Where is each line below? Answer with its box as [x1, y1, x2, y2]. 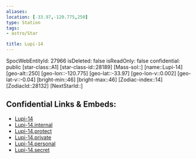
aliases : [6, 8, 28, 15]
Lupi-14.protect [14, 127, 52, 134]
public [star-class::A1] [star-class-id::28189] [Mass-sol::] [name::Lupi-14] [6, 64, 183, 71]
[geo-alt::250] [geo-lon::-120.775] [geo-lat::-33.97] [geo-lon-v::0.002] [6, 70, 177, 77]
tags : [6, 25, 19, 31]
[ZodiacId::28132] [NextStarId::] [6, 82, 84, 89]
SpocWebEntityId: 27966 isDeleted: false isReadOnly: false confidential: [6, 57, 181, 64]
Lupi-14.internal [14, 121, 53, 128]
